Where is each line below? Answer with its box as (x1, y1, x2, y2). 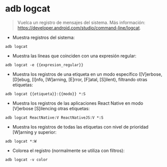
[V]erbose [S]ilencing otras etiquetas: (12, 105, 90, 111)
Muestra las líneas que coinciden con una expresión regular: (12, 53, 137, 59)
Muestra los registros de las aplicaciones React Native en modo (12, 100, 144, 106)
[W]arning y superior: (12, 129, 57, 135)
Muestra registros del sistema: (12, 34, 75, 40)
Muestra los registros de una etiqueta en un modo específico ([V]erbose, (12, 71, 163, 77)
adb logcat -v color (5, 157, 48, 162)
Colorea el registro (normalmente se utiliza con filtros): (12, 148, 125, 154)
